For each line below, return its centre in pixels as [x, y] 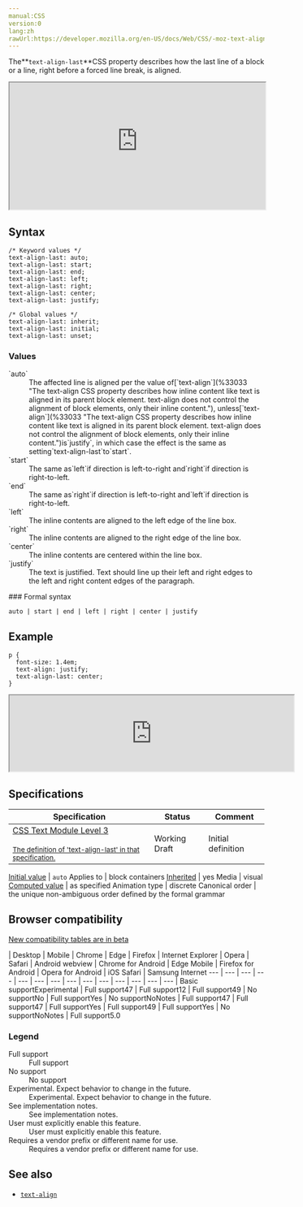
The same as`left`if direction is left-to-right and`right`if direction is [139, 469]
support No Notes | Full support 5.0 [65, 1015]
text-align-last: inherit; [54, 322]
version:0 [25, 24]
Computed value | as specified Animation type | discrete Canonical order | [132, 885]
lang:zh [22, 31]
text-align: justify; [52, 670]
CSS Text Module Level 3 [61, 830]
